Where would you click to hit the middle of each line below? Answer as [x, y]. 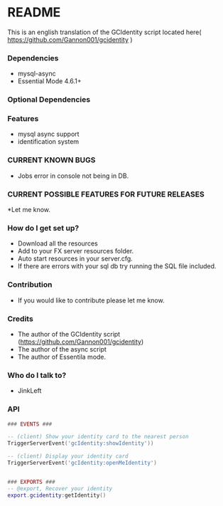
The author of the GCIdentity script [69, 334]
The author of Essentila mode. [62, 357]
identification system [48, 142]
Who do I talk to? [37, 375]
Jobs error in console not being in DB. [73, 176]
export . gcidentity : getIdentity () [57, 495]
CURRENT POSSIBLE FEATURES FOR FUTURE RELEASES [106, 194]
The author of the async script [62, 349]
